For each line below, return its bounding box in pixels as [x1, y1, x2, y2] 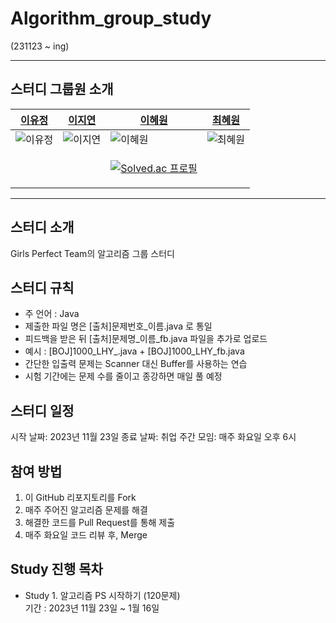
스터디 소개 [10, 219, 75, 236]
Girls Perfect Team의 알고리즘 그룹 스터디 [10, 247, 175, 259]
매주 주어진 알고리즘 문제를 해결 [24, 504, 148, 516]
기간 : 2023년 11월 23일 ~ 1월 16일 [24, 602, 160, 614]
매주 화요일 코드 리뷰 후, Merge [24, 529, 148, 541]
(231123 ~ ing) [10, 40, 70, 52]
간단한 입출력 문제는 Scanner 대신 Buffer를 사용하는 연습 [24, 358, 248, 370]
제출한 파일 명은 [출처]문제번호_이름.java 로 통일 [24, 320, 213, 332]
